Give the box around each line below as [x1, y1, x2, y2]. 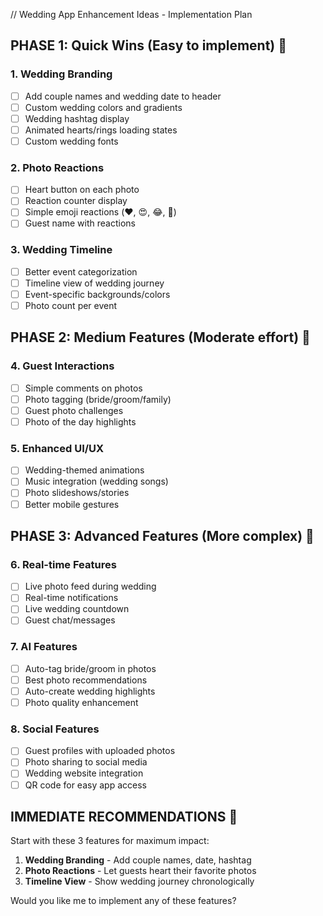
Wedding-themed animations [24, 464, 145, 476]
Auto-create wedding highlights [24, 685, 156, 697]
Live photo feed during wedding [24, 580, 157, 593]
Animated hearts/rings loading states [24, 124, 178, 136]
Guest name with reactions [24, 217, 136, 229]
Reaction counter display [24, 195, 128, 207]
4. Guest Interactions [10, 359, 115, 373]
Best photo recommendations [24, 674, 148, 686]
